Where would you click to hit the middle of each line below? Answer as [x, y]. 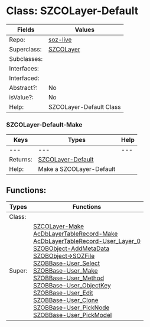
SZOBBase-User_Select [67, 263]
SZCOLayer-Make [59, 226]
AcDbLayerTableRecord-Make [76, 234]
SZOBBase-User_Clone [66, 300]
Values [85, 30]
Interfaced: [24, 78]
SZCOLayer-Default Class [84, 106]
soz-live [60, 40]
